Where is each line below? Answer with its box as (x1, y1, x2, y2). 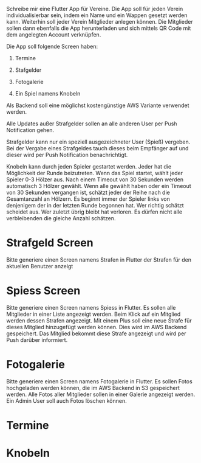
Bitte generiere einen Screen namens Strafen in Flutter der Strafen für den (6, 256, 192, 263)
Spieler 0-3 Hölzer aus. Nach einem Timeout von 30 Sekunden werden (6, 176, 184, 183)
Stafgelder (15, 66, 42, 74)
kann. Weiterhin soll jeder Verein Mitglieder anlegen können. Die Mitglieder (6, 18, 193, 25)
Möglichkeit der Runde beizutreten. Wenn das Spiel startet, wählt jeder (6, 170, 183, 176)
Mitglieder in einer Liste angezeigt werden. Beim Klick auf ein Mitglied (6, 310, 181, 318)
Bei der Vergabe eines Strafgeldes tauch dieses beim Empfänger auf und (6, 145, 189, 151)
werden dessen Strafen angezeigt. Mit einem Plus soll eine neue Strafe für (6, 316, 192, 324)
